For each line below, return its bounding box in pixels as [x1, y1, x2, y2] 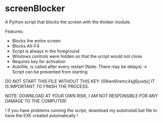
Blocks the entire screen [12, 37, 61, 44]
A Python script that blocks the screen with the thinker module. [5, 19, 131, 25]
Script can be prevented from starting [12, 69, 88, 74]
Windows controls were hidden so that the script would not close [12, 53, 142, 59]
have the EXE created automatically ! [5, 112, 79, 118]
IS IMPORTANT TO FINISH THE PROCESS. [5, 83, 89, 89]
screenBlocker [5, 3, 65, 14]
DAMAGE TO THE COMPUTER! [5, 98, 67, 104]
